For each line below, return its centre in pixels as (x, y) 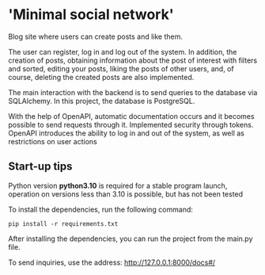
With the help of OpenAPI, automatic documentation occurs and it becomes (131, 116)
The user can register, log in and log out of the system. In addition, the (123, 52)
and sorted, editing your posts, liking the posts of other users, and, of (121, 68)
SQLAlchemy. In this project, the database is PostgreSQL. (102, 101)
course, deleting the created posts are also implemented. (101, 77)
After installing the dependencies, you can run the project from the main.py (131, 239)
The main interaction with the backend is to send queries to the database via (133, 92)
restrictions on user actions (53, 141)
